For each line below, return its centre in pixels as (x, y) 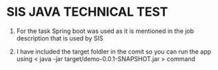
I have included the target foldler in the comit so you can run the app (114, 51)
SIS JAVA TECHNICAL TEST (87, 12)
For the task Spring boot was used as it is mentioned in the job (105, 31)
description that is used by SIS (60, 38)
